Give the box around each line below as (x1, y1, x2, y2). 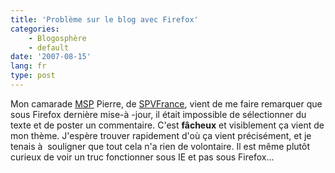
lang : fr (10, 61, 47, 71)
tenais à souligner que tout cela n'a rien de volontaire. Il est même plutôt (10, 140, 311, 152)
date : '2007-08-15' (10, 52, 92, 62)
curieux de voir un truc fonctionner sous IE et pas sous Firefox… (10, 151, 275, 163)
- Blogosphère (28, 33, 87, 43)
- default (28, 42, 70, 53)
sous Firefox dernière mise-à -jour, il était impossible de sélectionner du (10, 108, 307, 120)
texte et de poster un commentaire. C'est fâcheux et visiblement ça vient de (10, 119, 325, 131)
